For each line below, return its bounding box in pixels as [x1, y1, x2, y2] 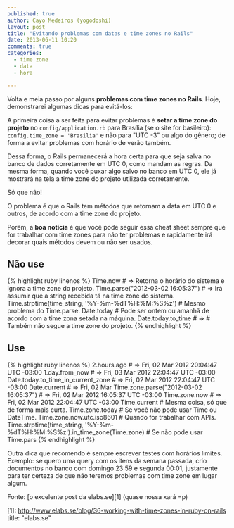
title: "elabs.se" [7, 514, 51, 522]
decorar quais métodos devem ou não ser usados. [7, 237, 153, 246]
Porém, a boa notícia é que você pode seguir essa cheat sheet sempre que [7, 222, 226, 231]
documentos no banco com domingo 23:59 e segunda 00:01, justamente [7, 464, 218, 472]
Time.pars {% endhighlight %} [7, 436, 96, 444]
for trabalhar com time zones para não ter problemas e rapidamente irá [7, 230, 213, 239]
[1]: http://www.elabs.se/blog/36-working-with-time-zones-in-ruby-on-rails [7, 506, 226, 515]
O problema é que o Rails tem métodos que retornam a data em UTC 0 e [7, 201, 216, 210]
